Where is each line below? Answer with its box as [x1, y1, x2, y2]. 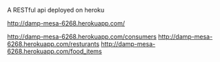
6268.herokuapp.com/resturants [7, 40, 100, 48]
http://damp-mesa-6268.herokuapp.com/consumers [7, 32, 157, 41]
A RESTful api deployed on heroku [7, 6, 105, 14]
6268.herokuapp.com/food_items [7, 48, 102, 55]
